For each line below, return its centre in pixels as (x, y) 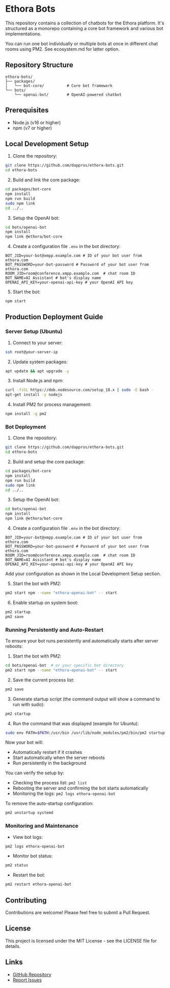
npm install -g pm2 (26, 414)
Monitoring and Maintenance (42, 826)
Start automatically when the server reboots (59, 758)
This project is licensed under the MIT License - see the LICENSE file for (81, 941)
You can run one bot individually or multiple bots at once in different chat (81, 43)
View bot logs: (28, 837)
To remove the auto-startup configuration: (49, 803)
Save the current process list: (44, 680)
